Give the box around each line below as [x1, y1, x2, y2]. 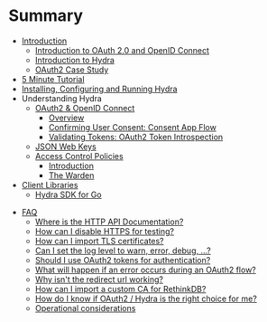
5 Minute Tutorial [21, 73, 85, 84]
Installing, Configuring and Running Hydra [21, 83, 178, 94]
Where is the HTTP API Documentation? [34, 216, 184, 227]
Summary [8, 5, 83, 26]
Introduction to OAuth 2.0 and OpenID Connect [34, 44, 209, 55]
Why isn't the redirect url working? [34, 273, 164, 285]
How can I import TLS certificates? [34, 235, 164, 246]
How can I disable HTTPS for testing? [34, 225, 175, 236]
